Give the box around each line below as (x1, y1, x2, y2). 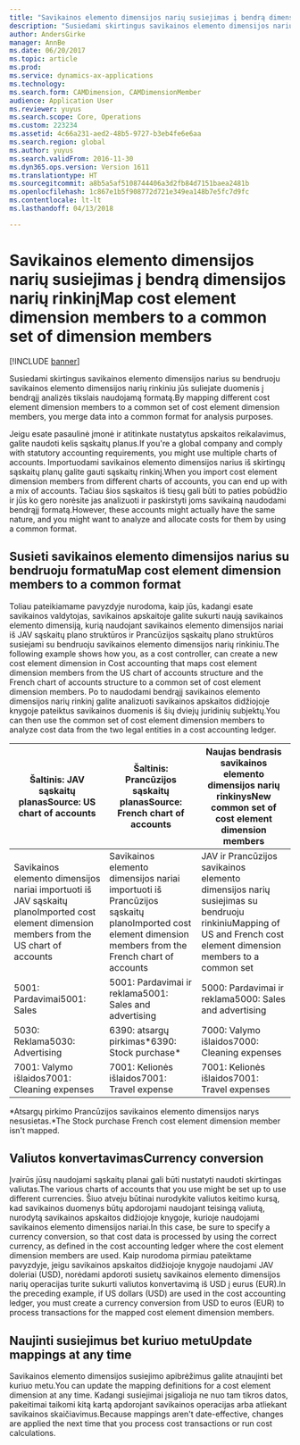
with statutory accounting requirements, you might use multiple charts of (9, 447, 278, 458)
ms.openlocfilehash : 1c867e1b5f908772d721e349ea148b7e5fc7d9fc (9, 188, 250, 196)
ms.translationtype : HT (9, 171, 98, 180)
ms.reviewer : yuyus (9, 104, 82, 113)
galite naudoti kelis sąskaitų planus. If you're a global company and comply (9, 438, 283, 448)
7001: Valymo (13, 1060, 73, 1073)
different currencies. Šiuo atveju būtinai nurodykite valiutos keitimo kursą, (9, 1193, 280, 1204)
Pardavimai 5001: (13, 992, 87, 1005)
